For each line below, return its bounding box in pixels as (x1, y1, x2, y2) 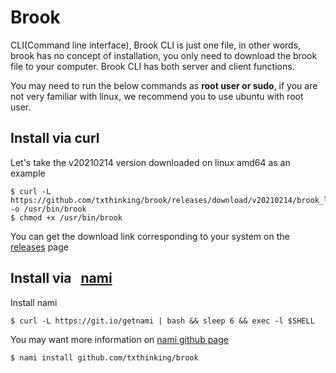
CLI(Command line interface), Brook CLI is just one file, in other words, (10, 39, 302, 51)
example (10, 167, 46, 179)
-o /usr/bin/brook (10, 204, 87, 214)
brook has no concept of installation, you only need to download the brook (10, 49, 318, 61)
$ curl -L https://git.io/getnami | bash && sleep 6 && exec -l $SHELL (10, 316, 315, 326)
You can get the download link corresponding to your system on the (10, 230, 290, 242)
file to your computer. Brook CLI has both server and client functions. (10, 60, 295, 72)
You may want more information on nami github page (10, 333, 229, 345)
